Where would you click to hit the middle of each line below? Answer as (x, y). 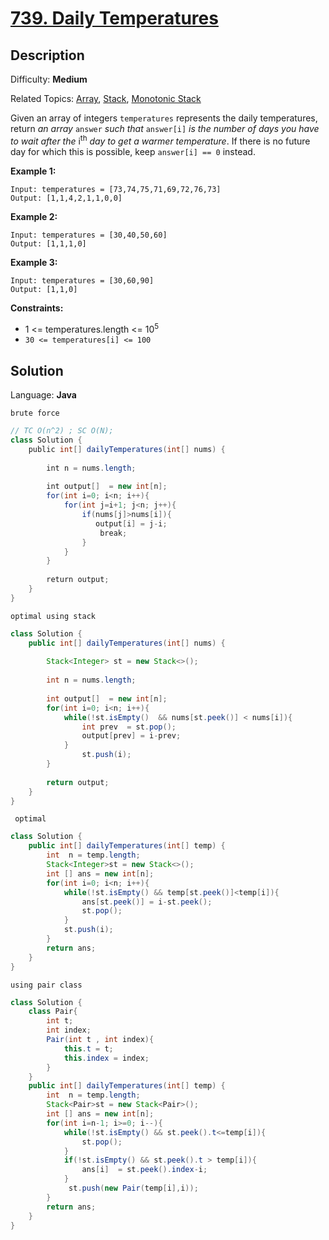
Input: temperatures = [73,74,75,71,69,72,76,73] (116, 189)
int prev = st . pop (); (129, 727)
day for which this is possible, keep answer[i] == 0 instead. (133, 151)
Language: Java (43, 395)
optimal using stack (53, 616)
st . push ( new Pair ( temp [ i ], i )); (133, 1188)
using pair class (46, 985)
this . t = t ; (88, 1048)
